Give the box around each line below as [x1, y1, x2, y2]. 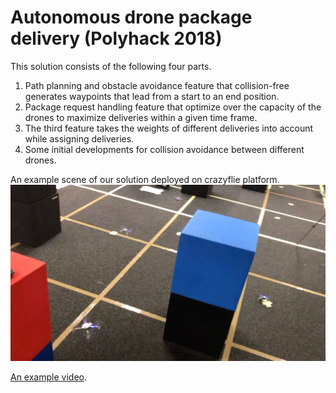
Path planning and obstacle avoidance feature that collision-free [24, 79, 290, 91]
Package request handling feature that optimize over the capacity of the [24, 101, 322, 113]
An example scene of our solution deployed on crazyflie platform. [10, 173, 280, 185]
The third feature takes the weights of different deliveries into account [24, 122, 314, 134]
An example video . [10, 371, 87, 383]
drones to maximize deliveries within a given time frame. [24, 111, 258, 123]
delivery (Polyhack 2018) [10, 27, 223, 50]
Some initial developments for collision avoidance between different [24, 143, 305, 155]
